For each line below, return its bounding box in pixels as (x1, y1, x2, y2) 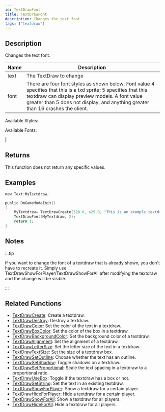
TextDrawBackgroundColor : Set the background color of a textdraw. (12, 334, 150, 339)
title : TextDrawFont (5, 12, 48, 17)
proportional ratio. (12, 370, 49, 376)
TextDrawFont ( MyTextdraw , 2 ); (14, 214, 76, 220)
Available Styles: (5, 118, 38, 124)
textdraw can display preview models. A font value (26, 93, 143, 100)
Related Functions (5, 300, 62, 308)
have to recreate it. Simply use (5, 265, 67, 271)
